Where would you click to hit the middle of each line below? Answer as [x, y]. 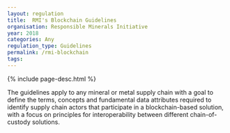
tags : [15, 59]
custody [19, 122]
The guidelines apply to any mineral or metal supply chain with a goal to [110, 92]
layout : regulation [36, 14]
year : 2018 [23, 33]
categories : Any [31, 40]
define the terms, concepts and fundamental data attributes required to [109, 100]
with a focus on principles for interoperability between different [98, 114]
